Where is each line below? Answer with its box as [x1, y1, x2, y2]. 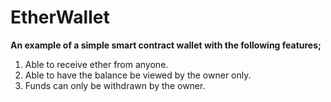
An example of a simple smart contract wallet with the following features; [10, 39, 322, 51]
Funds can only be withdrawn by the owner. [24, 79, 206, 91]
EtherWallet [10, 6, 110, 29]
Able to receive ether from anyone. [24, 58, 169, 70]
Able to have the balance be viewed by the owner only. [24, 69, 252, 81]
